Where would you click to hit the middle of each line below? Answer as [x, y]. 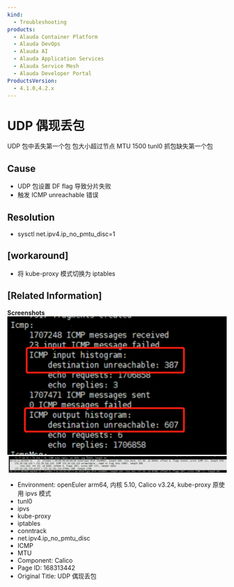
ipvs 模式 [38, 493]
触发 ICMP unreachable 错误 [58, 195]
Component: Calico [45, 560]
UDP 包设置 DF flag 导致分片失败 [64, 186]
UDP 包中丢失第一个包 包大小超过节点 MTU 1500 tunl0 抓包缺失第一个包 [110, 146]
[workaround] [38, 256]
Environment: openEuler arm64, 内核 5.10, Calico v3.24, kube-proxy [114, 485]
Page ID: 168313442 [46, 568]
